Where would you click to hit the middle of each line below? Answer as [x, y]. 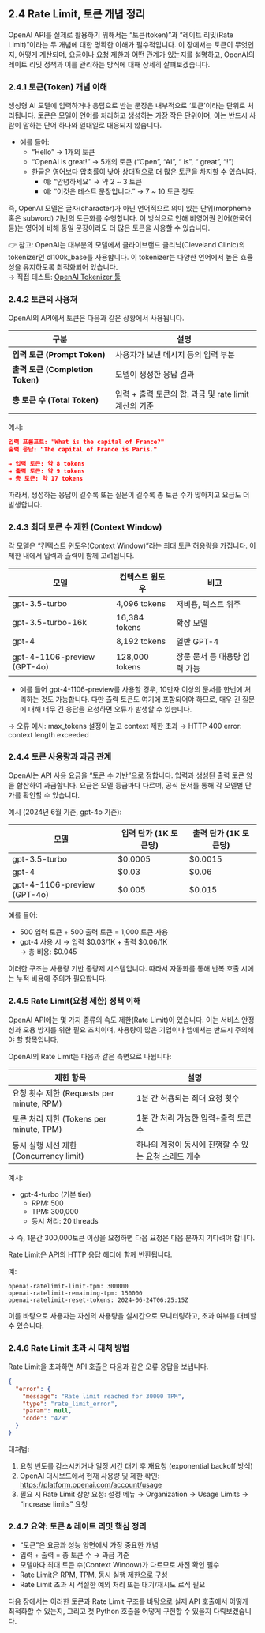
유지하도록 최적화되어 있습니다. [70, 267]
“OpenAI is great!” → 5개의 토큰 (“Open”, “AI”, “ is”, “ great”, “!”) [132, 162]
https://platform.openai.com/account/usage [91, 1484]
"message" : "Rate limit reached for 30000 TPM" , [104, 1396]
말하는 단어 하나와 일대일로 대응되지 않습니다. [92, 126]
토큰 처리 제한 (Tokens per [60, 1118]
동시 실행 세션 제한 [45, 1145]
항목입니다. [42, 1039]
